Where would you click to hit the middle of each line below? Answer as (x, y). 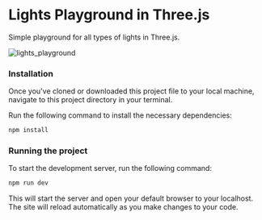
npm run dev (28, 183)
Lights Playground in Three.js (109, 15)
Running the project (48, 151)
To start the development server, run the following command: (110, 168)
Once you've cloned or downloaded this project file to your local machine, (131, 91)
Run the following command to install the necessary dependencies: (120, 115)
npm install (28, 131)
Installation (31, 73)
